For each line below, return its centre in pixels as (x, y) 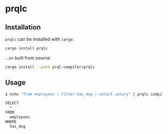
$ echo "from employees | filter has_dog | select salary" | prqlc (77, 94)
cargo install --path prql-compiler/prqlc (50, 67)
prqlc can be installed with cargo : (39, 39)
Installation (23, 27)
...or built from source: (28, 57)
